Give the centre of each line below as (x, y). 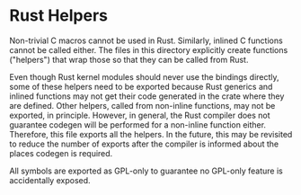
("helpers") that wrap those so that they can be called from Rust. (129, 59)
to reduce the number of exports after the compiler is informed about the (144, 144)
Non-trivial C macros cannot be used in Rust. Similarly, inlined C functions (146, 40)
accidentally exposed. (50, 180)
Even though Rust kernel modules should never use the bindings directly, (145, 76)
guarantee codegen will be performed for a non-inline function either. (138, 124)
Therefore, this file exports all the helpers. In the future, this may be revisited (151, 134)
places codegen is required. (61, 153)
